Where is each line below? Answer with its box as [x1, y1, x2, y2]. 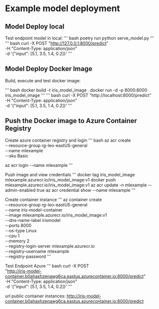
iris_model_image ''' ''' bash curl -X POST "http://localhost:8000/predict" [5, 92, 152, 98]
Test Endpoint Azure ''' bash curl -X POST [5, 263, 89, 269]
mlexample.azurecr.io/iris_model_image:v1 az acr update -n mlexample [5, 182, 147, 188]
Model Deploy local [5, 22, 65, 31]
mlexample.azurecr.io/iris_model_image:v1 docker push [5, 177, 116, 182]
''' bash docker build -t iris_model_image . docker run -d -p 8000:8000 [5, 87, 147, 93]
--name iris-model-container [5, 207, 63, 213]
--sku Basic [5, 153, 28, 159]
